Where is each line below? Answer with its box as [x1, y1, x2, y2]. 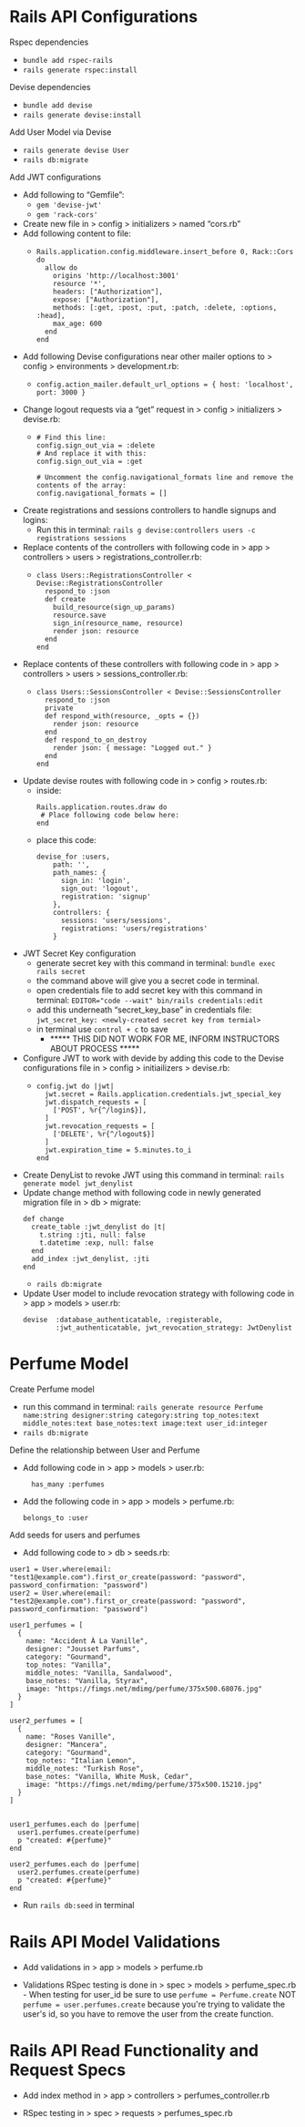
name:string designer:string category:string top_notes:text [22, 1411, 260, 1420]
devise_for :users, [36, 852, 111, 861]
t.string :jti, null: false [39, 1230, 146, 1239]
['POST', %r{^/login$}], [53, 1105, 147, 1115]
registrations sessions [36, 533, 127, 543]
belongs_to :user [22, 1513, 89, 1523]
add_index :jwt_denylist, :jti [31, 1254, 150, 1263]
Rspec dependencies [9, 36, 89, 47]
